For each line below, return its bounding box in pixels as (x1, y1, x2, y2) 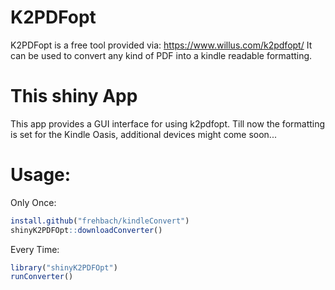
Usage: (10, 164, 72, 186)
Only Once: (10, 196, 57, 208)
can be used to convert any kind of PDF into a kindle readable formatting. (10, 49, 313, 61)
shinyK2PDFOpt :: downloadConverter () (10, 225, 163, 235)
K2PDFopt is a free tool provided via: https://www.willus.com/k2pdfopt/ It (10, 39, 313, 51)
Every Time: (10, 243, 60, 255)
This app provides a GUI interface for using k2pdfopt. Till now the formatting (10, 117, 326, 130)
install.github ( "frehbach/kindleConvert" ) (10, 216, 190, 226)
